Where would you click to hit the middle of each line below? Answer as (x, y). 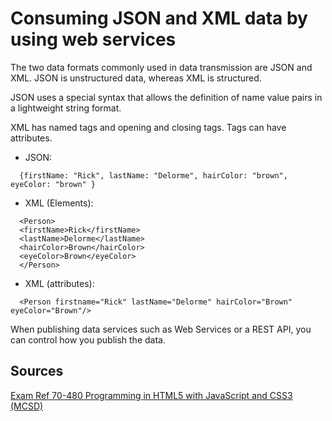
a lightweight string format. (66, 108)
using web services (93, 39)
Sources (37, 371)
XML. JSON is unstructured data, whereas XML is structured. (136, 78)
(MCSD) (27, 406)
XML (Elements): (59, 203)
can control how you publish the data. (88, 339)
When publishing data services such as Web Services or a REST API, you (161, 329)
